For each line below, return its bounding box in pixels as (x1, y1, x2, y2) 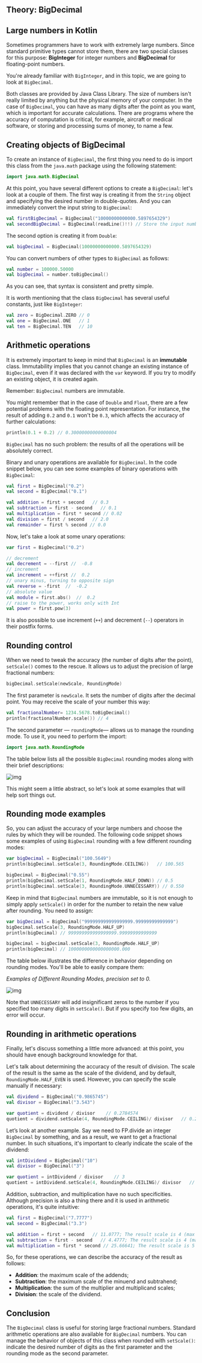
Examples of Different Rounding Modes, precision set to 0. (6, 975, 151, 982)
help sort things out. (6, 791, 56, 799)
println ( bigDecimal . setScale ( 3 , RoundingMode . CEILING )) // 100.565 (6, 861, 185, 867)
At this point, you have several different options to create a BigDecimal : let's (6, 184, 194, 192)
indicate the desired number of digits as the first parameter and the (6, 1343, 173, 1351)
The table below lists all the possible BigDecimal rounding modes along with (6, 755, 194, 763)
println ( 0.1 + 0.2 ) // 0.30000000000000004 (6, 429, 117, 435)
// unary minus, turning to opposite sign (6, 578, 114, 584)
